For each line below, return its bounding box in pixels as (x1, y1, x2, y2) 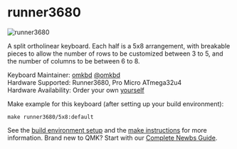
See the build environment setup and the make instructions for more (7, 125, 208, 134)
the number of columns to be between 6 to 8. (7, 56, 140, 65)
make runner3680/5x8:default (7, 113, 94, 120)
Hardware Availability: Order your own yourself (7, 86, 144, 94)
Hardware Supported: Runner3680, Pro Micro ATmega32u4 (7, 78, 182, 86)
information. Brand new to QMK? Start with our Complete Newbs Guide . (7, 133, 218, 142)
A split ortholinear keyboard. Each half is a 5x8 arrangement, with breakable (7, 41, 231, 50)
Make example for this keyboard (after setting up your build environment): (7, 99, 224, 108)
